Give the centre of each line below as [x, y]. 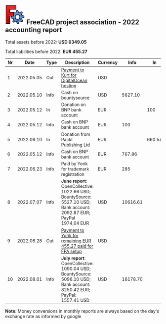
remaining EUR [76, 241]
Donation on [74, 105]
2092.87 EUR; [76, 213]
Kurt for [69, 75]
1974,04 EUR [75, 223]
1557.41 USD [75, 300]
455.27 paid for [77, 246]
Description [77, 62]
